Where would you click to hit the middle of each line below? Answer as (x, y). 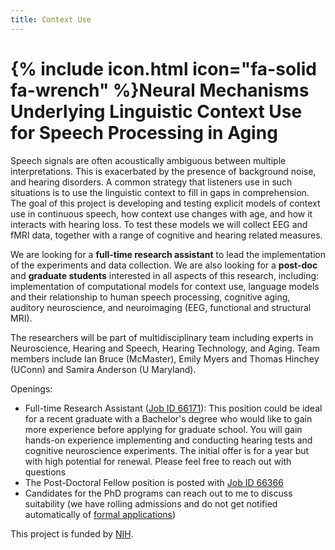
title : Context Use (51, 19)
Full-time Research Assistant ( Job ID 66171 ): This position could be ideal (173, 408)
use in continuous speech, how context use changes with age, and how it (161, 213)
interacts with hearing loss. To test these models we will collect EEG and (159, 224)
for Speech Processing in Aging (144, 132)
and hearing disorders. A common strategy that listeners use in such (151, 182)
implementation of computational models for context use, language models (165, 286)
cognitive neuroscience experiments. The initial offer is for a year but (167, 450)
